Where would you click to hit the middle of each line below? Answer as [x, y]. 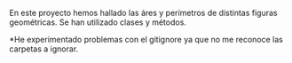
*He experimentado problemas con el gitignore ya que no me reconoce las [146, 39]
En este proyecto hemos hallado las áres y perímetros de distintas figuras [143, 13]
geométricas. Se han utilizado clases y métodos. [98, 22]
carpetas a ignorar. [44, 49]
